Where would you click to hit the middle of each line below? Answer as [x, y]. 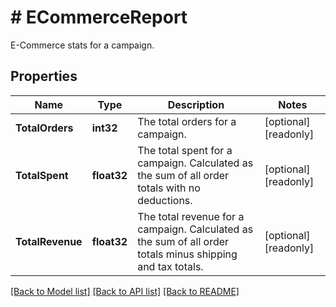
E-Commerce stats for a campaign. [82, 45]
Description [196, 104]
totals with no [169, 188]
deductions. [165, 200]
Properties [44, 76]
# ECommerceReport [99, 17]
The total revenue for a [191, 216]
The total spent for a [185, 150]
